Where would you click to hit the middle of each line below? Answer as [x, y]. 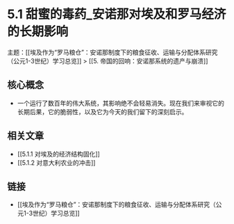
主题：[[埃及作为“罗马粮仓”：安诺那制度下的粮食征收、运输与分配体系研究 [112, 52]
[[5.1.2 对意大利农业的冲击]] [56, 162]
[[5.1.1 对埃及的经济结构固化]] [59, 154]
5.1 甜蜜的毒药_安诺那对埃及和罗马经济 [117, 14]
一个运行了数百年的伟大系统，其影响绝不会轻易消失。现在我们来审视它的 [120, 103]
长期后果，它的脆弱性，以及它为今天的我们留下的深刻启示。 [102, 111]
